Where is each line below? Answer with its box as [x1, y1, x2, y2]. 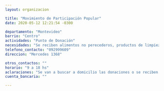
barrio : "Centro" [5, 34, 41, 39]
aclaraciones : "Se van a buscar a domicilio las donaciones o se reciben [5, 70, 159, 74]
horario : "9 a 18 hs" [5, 65, 49, 70]
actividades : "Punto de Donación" [5, 38, 76, 43]
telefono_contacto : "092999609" [5, 47, 71, 52]
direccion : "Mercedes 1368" [5, 52, 62, 56]
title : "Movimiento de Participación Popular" [5, 16, 102, 21]
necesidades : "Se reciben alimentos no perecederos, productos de [5, 43, 143, 48]
